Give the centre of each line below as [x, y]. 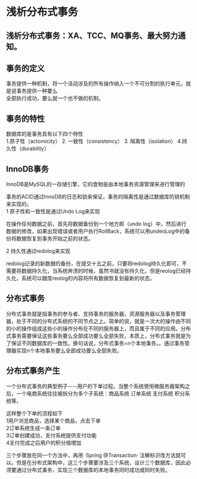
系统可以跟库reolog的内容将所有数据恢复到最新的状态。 [88, 278]
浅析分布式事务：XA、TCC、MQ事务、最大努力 [92, 36]
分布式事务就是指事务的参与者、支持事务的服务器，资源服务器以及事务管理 [96, 314]
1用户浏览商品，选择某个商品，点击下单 [53, 420]
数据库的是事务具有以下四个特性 [45, 134]
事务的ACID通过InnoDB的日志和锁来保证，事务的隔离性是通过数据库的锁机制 [98, 197]
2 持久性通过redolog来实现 [38, 251]
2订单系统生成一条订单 [33, 428]
